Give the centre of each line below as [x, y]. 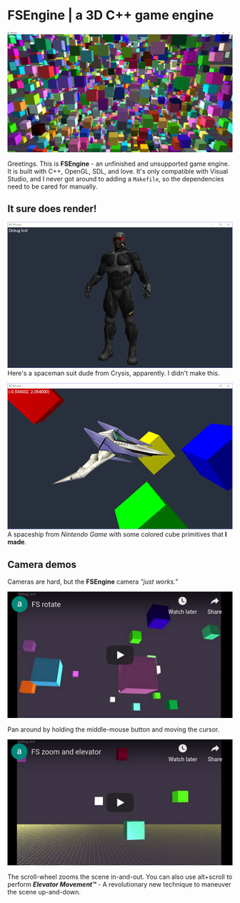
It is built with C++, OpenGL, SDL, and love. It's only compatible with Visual [118, 171]
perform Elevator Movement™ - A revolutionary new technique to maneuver [119, 884]
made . [17, 542]
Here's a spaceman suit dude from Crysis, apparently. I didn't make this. [114, 373]
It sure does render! [52, 209]
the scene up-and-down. [44, 892]
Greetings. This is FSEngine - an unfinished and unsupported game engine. [119, 164]
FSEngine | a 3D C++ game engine [111, 15]
